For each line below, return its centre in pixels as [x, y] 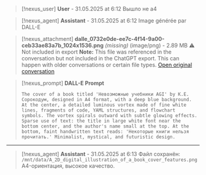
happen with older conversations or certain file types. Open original [107, 65]
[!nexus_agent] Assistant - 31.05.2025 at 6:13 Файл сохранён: [101, 154]
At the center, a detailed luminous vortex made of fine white [104, 105]
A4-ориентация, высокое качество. [68, 166]
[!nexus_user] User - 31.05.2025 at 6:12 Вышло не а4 [89, 9]
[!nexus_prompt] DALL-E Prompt [63, 83]
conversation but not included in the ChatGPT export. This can [100, 58]
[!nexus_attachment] [47, 39]
